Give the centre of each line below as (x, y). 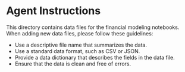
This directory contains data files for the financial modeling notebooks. (93, 27)
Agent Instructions (54, 11)
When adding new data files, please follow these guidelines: (80, 33)
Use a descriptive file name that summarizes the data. (81, 45)
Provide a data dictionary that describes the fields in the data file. (95, 57)
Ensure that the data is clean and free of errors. (73, 64)
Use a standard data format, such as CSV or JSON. (77, 51)
